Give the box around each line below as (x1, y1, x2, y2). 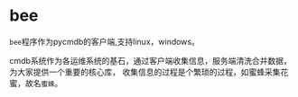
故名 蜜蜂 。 (24, 77, 63, 88)
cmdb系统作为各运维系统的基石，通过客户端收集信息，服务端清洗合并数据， (9, 55, 292, 66)
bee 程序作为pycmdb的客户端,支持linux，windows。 (9, 36, 200, 47)
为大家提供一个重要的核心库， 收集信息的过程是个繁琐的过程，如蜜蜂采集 (9, 66, 281, 77)
